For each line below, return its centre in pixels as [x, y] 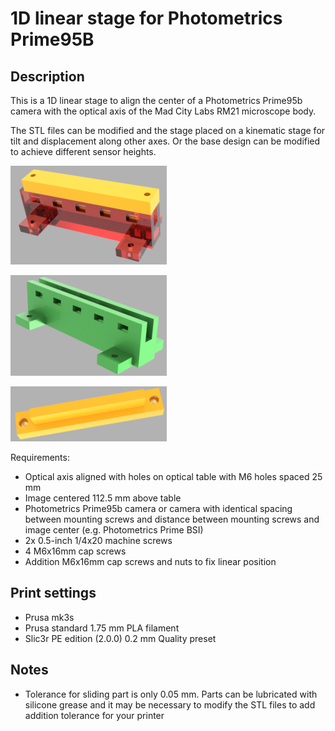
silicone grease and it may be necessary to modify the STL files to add [170, 704]
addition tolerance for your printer [94, 715]
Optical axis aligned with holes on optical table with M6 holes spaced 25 [173, 476]
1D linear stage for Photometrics [146, 18]
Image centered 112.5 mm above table [103, 498]
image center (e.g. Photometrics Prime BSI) [114, 530]
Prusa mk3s [49, 617]
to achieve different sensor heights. [83, 151]
